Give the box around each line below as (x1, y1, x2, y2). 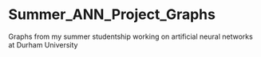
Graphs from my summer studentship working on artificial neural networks (8, 32, 253, 41)
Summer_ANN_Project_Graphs (8, 6, 216, 24)
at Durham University (8, 40, 78, 49)
